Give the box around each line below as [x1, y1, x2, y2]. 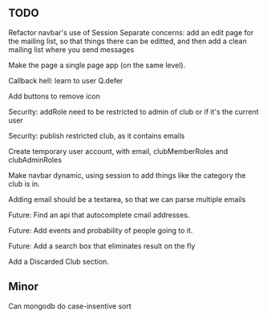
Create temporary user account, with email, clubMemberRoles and [8, 146, 229, 155]
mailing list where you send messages [8, 44, 135, 55]
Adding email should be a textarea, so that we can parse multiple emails [8, 194, 246, 204]
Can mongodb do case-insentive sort [8, 301, 132, 311]
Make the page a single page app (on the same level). [8, 60, 186, 70]
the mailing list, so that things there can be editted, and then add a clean [8, 36, 247, 46]
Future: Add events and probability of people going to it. [8, 225, 193, 235]
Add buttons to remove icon [8, 91, 100, 101]
